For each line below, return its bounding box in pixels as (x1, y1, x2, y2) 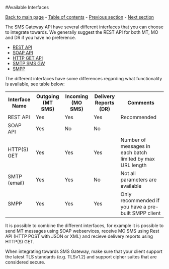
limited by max (120, 155, 155, 162)
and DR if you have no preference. (5, 35, 76, 40)
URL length (120, 162, 147, 169)
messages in (120, 143, 151, 149)
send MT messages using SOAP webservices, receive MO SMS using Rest (5, 228, 159, 234)
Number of (120, 136, 146, 143)
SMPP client (132, 209, 161, 217)
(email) (8, 179, 25, 186)
